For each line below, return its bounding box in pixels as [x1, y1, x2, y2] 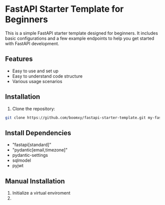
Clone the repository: [12, 106, 55, 112]
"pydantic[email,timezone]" [12, 147, 68, 153]
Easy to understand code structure [12, 73, 82, 79]
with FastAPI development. [5, 40, 59, 46]
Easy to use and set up [12, 68, 59, 74]
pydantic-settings [12, 152, 48, 158]
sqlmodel [12, 157, 31, 163]
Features [5, 55, 33, 63]
